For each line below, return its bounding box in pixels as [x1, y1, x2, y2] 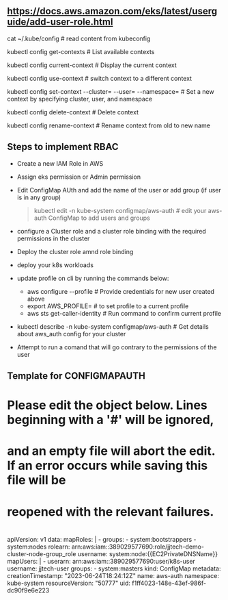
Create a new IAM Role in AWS [16, 159, 104, 167]
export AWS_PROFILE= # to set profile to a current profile [27, 301, 189, 310]
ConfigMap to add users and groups [48, 214, 150, 222]
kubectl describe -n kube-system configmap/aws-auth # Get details [16, 322, 210, 331]
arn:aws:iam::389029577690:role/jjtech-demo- [71, 542, 205, 551]
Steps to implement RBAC [7, 141, 119, 153]
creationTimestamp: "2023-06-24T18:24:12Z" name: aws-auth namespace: [7, 571, 220, 579]
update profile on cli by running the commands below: [16, 274, 169, 282]
